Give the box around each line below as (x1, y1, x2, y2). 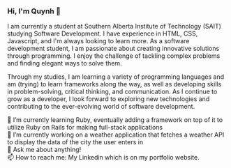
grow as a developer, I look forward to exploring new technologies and (7, 95, 210, 103)
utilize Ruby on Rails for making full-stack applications (7, 123, 163, 132)
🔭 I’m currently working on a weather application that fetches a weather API (7, 130, 225, 139)
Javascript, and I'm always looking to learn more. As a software (7, 37, 190, 45)
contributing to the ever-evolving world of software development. (7, 102, 195, 111)
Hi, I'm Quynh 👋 (7, 6, 61, 16)
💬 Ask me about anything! (7, 146, 82, 154)
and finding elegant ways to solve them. (7, 59, 122, 68)
